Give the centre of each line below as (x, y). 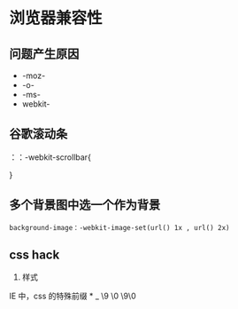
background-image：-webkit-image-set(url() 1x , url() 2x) (119, 227)
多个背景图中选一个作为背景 (85, 205)
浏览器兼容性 (56, 18)
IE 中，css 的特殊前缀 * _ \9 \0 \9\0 (73, 296)
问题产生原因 (44, 54)
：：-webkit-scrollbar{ (50, 157)
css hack (35, 255)
